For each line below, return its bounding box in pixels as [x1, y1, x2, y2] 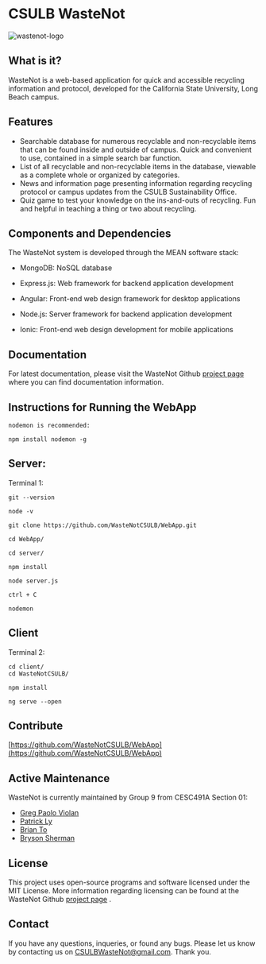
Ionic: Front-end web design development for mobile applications [19, 325, 234, 335]
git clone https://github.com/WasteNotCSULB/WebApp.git [8, 521, 197, 529]
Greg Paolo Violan [19, 808, 79, 818]
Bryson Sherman [19, 834, 75, 843]
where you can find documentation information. [8, 377, 164, 387]
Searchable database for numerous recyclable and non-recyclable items [19, 136, 256, 145]
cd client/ [8, 663, 44, 671]
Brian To [19, 825, 48, 834]
